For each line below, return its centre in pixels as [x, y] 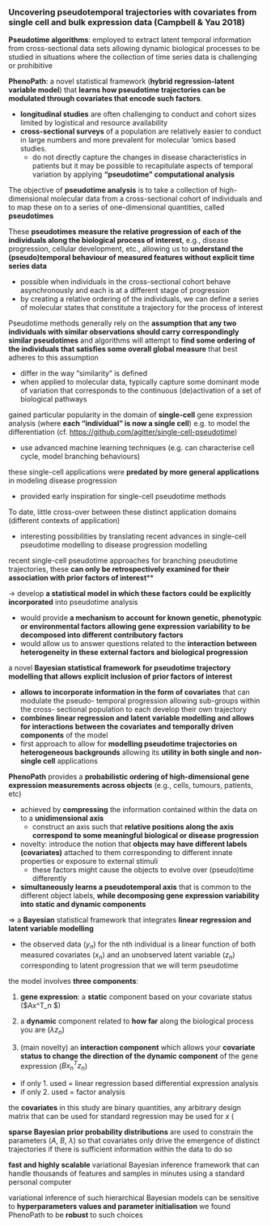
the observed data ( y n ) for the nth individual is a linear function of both [138, 945]
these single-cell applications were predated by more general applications [134, 472]
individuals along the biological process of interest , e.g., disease [119, 241]
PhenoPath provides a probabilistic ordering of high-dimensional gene [129, 777]
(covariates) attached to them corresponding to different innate [126, 853]
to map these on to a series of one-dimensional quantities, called [116, 207]
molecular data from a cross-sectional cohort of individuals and [157, 199]
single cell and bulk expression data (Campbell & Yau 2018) [127, 22]
